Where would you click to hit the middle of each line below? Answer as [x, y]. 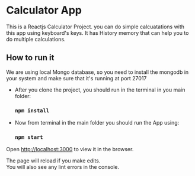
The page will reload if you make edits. [53, 161]
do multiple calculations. [36, 39]
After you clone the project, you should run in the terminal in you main [100, 90]
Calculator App [44, 10]
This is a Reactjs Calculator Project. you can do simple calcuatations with [95, 27]
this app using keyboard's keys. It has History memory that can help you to [97, 32]
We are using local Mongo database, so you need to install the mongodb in [97, 72]
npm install [32, 110]
